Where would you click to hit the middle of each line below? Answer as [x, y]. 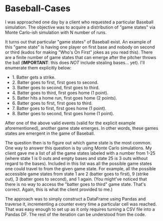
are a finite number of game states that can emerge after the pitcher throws [81, 57]
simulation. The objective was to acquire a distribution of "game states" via [80, 27]
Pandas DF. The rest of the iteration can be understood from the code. [75, 214]
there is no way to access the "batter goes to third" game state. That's [75, 184]
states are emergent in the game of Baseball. [50, 133]
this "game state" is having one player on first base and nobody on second [80, 47]
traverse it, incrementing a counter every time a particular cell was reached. [81, 204]
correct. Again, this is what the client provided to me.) [59, 189]
